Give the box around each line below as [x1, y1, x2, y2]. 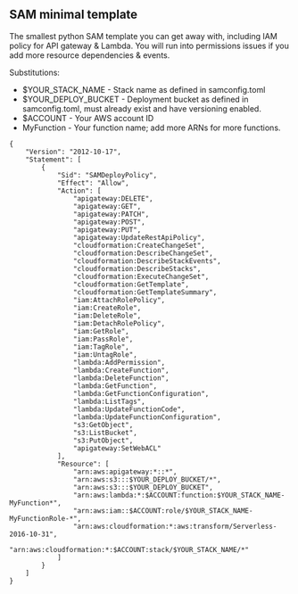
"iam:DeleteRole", [72, 311, 142, 320]
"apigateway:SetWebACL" [72, 443, 162, 453]
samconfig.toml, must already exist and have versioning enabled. [21, 103, 261, 114]
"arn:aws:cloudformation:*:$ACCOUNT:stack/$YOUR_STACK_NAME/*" [9, 545, 250, 554]
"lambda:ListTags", [72, 397, 145, 406]
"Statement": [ [25, 155, 82, 164]
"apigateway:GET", [72, 202, 142, 210]
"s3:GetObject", [72, 420, 134, 429]
